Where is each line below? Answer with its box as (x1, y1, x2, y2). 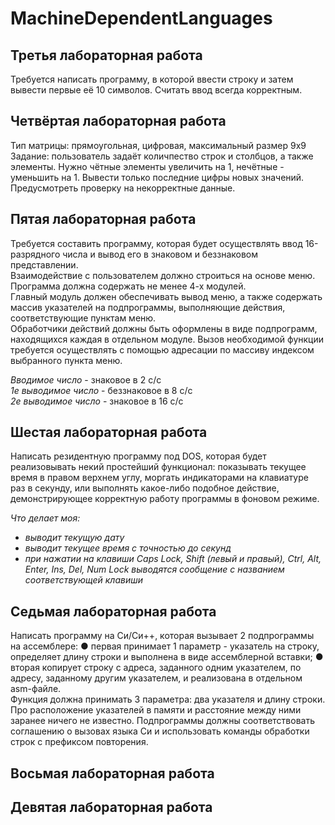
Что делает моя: (10, 512, 81, 524)
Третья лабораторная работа (10, 47, 203, 64)
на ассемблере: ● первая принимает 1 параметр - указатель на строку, (10, 640, 320, 652)
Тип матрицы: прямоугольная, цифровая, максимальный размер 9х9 (10, 139, 307, 151)
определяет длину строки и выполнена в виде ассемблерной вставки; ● (10, 651, 324, 663)
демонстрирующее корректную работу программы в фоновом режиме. (10, 493, 320, 505)
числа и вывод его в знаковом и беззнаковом (62, 248, 259, 260)
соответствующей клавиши (24, 574, 144, 586)
